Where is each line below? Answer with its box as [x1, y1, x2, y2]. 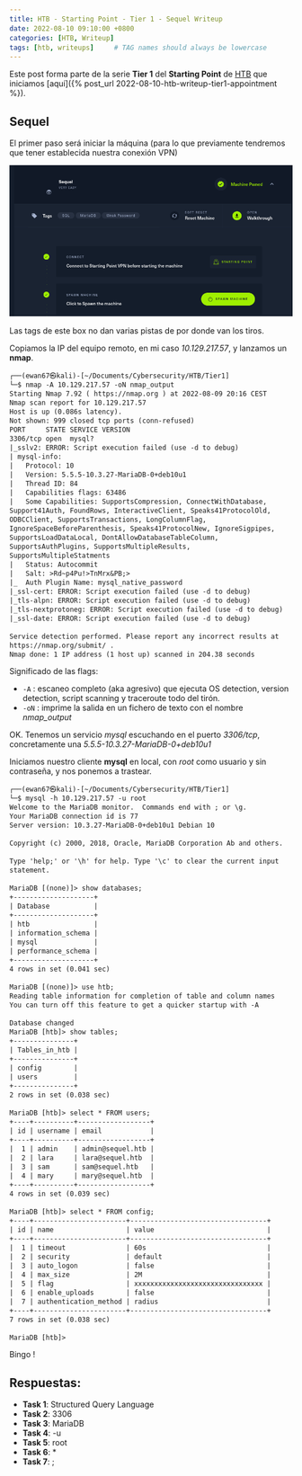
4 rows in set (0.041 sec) [9, 965, 111, 974]
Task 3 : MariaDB [22, 1418, 84, 1429]
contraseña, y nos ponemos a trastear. [9, 766, 153, 777]
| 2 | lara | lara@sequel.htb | [9, 1153, 155, 1163]
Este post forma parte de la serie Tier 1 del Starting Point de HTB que [9, 68, 268, 80]
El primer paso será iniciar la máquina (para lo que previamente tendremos [9, 138, 286, 148]
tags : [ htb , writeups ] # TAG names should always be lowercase [9, 43, 268, 52]
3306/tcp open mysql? [9, 434, 94, 444]
